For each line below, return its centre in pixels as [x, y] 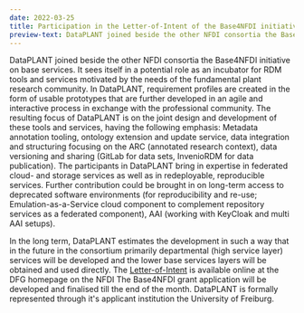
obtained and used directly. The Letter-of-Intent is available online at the [144, 270]
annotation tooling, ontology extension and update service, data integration [149, 138]
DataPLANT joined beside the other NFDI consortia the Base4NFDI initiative [150, 61]
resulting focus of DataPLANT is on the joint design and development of [143, 118]
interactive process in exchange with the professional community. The [140, 109]
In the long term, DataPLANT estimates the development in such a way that [149, 242]
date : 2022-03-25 [42, 18]
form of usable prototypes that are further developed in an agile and [136, 99]
